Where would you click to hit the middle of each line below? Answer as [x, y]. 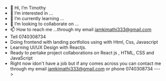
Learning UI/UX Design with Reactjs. [48, 47]
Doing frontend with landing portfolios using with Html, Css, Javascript [84, 42]
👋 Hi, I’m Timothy [28, 8]
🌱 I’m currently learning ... [37, 18]
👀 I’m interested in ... [31, 13]
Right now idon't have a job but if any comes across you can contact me [86, 63]
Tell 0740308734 [28, 37]
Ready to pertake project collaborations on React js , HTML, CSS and [82, 53]
